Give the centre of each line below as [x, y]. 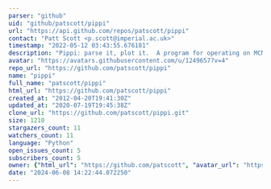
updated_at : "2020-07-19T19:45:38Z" [70, 105]
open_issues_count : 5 [45, 150]
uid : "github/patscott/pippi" [59, 23]
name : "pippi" [32, 76]
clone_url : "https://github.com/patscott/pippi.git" [99, 113]
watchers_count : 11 [41, 135]
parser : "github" [38, 16]
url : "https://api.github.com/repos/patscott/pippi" [99, 31]
